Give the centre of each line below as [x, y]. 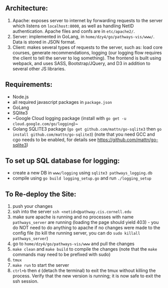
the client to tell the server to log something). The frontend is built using [87, 58]
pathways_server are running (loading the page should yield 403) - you [86, 222]
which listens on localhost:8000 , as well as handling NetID [73, 26]
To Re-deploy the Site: [41, 194]
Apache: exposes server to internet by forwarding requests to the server [88, 20]
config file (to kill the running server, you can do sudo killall [76, 233]
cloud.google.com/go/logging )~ [45, 124]
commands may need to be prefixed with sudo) [61, 255]
